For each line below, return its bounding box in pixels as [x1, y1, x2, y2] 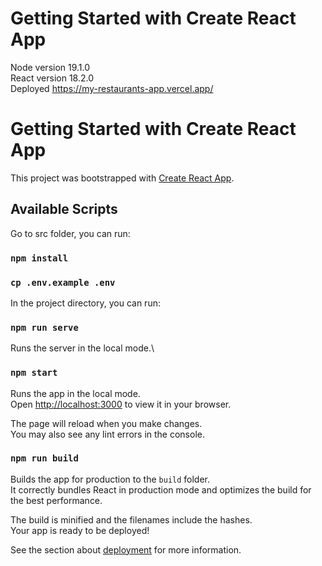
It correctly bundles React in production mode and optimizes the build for [10, 483, 312, 496]
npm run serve [10, 322, 79, 333]
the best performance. [10, 494, 103, 506]
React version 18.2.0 [10, 72, 95, 84]
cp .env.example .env [10, 277, 116, 288]
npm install [10, 252, 69, 264]
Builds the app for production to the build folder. [10, 473, 211, 485]
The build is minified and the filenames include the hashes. [10, 513, 253, 526]
